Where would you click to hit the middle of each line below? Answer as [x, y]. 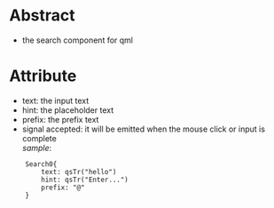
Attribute [43, 76]
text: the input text [55, 100]
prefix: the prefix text [60, 119]
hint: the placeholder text [68, 110]
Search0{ [41, 164]
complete [39, 138]
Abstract [42, 16]
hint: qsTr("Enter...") [85, 180]
